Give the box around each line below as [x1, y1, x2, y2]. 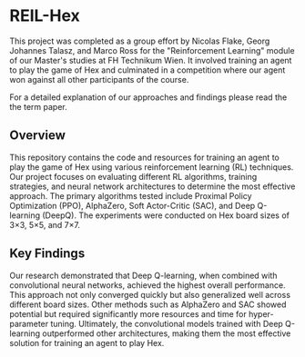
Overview [9, 128, 66, 144]
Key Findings [9, 246, 86, 262]
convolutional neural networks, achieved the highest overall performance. [9, 279, 286, 291]
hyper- [249, 308, 275, 319]
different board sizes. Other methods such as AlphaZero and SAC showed [9, 299, 287, 310]
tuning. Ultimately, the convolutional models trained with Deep [49, 318, 284, 329]
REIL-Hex [9, 5, 80, 26]
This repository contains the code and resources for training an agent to [9, 152, 280, 163]
